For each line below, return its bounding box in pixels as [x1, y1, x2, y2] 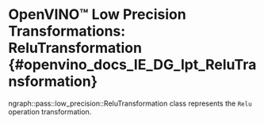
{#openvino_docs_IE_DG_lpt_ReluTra [8, 56, 257, 74]
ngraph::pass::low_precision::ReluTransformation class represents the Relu [8, 99, 252, 108]
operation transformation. [8, 106, 92, 116]
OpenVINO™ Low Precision [8, 6, 186, 24]
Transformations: [8, 22, 126, 40]
